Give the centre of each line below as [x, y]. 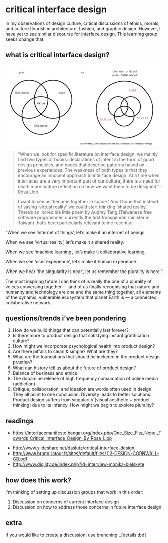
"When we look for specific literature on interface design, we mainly [88, 154]
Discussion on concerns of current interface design [66, 502]
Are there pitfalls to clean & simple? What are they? [65, 352]
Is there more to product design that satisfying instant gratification [81, 336]
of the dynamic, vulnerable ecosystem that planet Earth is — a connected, [82, 297]
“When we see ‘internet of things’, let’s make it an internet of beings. [76, 232]
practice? [22, 363]
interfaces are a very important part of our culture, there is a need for [89, 181]
